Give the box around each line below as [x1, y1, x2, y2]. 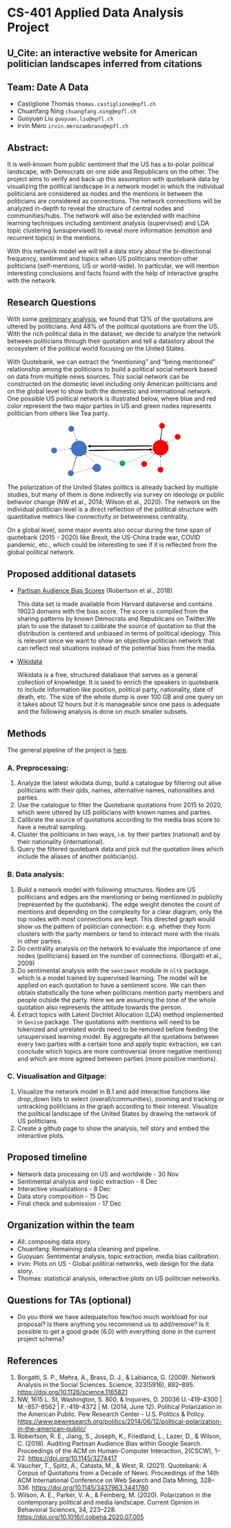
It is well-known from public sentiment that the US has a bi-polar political [7, 160, 214, 169]
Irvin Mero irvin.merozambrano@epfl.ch [17, 122, 129, 130]
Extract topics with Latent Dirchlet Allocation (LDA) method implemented [17, 1010, 223, 1018]
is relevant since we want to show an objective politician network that [17, 636, 215, 645]
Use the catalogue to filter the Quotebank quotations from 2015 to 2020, [17, 801, 223, 809]
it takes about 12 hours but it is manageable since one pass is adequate [17, 700, 221, 708]
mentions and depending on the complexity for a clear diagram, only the [17, 908, 223, 916]
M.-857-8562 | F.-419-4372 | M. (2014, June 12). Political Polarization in [17, 1403, 222, 1411]
